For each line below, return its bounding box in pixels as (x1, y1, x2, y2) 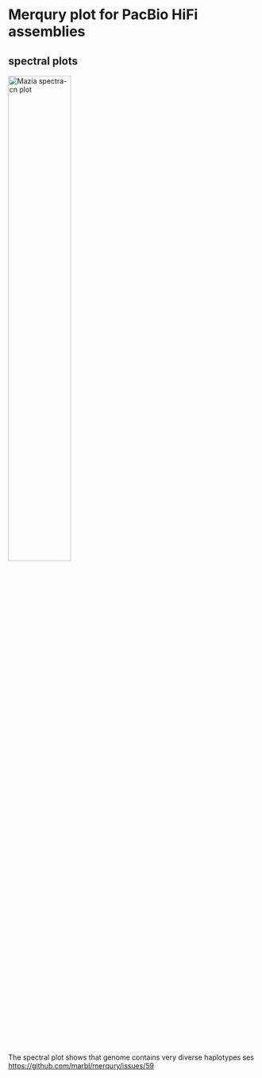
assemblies (8, 22, 86, 41)
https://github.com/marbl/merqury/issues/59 (8, 1061, 155, 1070)
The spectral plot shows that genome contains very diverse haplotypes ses (8, 1053, 254, 1062)
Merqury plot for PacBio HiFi (8, 6, 198, 24)
